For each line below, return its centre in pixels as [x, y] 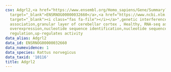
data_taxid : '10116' [27, 57]
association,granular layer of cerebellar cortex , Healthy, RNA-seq [85, 24]
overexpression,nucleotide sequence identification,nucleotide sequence [89, 29]
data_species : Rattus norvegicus [41, 52]
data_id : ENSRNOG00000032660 [36, 43]
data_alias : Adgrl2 [26, 39]
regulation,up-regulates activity [46, 33]
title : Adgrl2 [20, 62]
